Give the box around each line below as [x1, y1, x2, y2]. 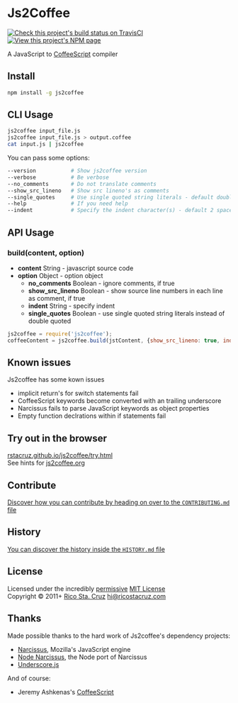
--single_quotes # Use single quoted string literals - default [7, 194, 214, 201]
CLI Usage [7, 109, 54, 121]
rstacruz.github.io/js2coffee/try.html [7, 451, 113, 460]
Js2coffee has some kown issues [7, 375, 105, 384]
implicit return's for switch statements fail [17, 389, 139, 398]
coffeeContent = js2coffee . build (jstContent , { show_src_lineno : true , [7, 337, 220, 344]
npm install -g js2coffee [7, 89, 84, 96]
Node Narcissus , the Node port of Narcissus [17, 653, 147, 661]
